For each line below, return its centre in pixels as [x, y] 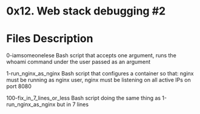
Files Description [50, 39]
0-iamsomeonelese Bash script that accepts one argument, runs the [92, 55]
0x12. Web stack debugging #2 [86, 11]
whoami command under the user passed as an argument [78, 62]
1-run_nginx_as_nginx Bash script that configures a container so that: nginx [100, 74]
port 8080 [19, 86]
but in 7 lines [73, 104]
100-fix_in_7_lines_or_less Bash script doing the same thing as [84, 98]
